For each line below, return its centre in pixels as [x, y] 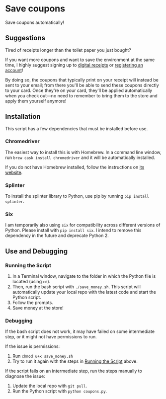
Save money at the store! [38, 308]
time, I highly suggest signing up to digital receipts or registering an [74, 65]
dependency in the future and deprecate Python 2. [57, 236]
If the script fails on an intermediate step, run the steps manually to [74, 371]
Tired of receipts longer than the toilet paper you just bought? [68, 50]
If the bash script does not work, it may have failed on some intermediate [80, 331]
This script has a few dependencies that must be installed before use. [77, 128]
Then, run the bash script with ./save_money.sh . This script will [76, 287]
